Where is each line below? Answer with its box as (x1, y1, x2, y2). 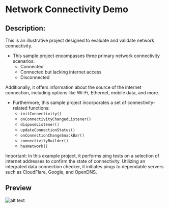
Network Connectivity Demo (5, 4, 129, 15)
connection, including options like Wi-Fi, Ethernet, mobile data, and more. (5, 90, 159, 95)
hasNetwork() (20, 144, 48, 149)
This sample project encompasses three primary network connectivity (12, 53, 160, 59)
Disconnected (20, 74, 50, 80)
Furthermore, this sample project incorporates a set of (12, 99, 126, 106)
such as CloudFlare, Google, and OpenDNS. (5, 169, 97, 175)
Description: (5, 24, 46, 33)
